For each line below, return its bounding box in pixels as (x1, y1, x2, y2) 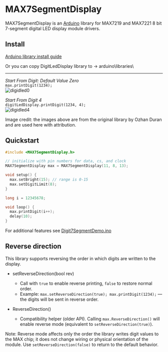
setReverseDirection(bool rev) (12, 270, 74, 277)
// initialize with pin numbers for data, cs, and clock (5, 159, 126, 164)
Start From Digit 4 (5, 97, 42, 103)
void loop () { (5, 204, 35, 209)
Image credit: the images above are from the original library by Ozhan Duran (5, 116, 162, 123)
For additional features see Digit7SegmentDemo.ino (5, 227, 111, 234)
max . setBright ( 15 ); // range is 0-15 (9, 177, 88, 182)
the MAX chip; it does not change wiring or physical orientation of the (5, 336, 148, 342)
